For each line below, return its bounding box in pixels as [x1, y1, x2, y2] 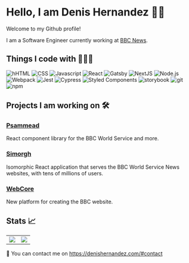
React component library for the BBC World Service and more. [6, 135, 159, 142]
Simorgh [6, 150, 32, 158]
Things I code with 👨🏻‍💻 [6, 54, 94, 64]
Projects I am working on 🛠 [6, 101, 110, 111]
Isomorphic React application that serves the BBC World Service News [6, 163, 180, 171]
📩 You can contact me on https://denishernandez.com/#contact [6, 250, 163, 257]
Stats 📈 [6, 216, 36, 226]
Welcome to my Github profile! [6, 25, 81, 32]
